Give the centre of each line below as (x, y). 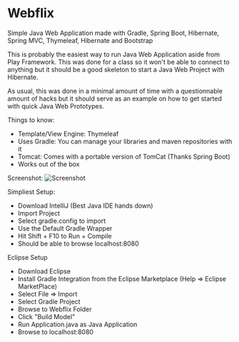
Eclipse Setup (27, 257)
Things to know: (31, 120)
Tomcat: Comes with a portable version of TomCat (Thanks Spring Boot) (124, 156)
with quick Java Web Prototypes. (56, 106)
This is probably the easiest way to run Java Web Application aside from (113, 54)
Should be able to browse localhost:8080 (78, 243)
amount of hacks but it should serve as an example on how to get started (115, 99)
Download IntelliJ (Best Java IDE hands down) (85, 206)
